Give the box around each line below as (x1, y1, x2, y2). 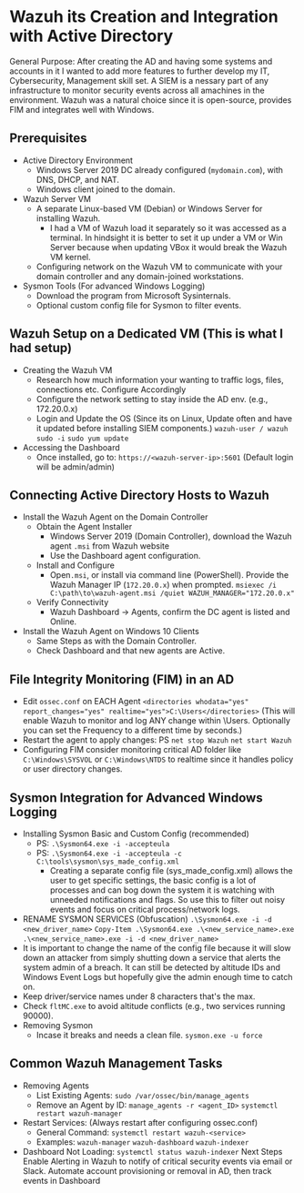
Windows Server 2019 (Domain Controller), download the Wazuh (49, 531, 293, 542)
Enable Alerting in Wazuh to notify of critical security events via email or (22, 1156, 293, 1167)
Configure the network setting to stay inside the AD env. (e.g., (35, 393, 269, 404)
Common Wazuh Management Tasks (9, 1056, 223, 1071)
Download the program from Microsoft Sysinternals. (35, 289, 231, 301)
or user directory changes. (22, 763, 123, 774)
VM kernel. (49, 251, 91, 262)
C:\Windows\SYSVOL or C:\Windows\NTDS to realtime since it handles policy (22, 753, 294, 765)
